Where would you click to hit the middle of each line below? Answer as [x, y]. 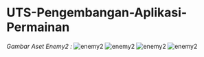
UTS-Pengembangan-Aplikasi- [97, 13]
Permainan [38, 27]
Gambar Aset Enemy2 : [39, 46]
